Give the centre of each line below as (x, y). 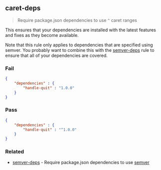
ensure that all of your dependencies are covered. (57, 55)
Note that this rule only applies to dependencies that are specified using (79, 45)
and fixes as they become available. (42, 35)
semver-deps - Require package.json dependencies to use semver (81, 163)
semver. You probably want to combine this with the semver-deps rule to (80, 50)
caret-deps (23, 8)
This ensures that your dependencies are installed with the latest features (80, 30)
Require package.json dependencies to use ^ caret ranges (77, 20)
